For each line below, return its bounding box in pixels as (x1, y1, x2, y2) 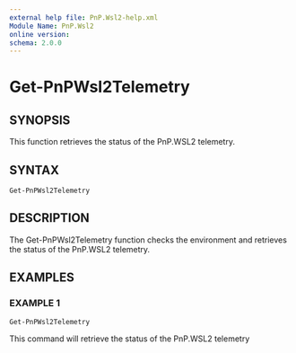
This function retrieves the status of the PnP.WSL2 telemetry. (9, 137, 236, 147)
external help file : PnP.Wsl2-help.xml (9, 13, 159, 22)
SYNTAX (9, 163, 60, 178)
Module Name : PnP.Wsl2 (9, 22, 94, 31)
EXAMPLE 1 (9, 297, 61, 310)
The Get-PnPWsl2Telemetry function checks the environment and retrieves (9, 234, 287, 245)
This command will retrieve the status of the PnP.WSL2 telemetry (9, 333, 250, 344)
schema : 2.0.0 (9, 38, 63, 48)
